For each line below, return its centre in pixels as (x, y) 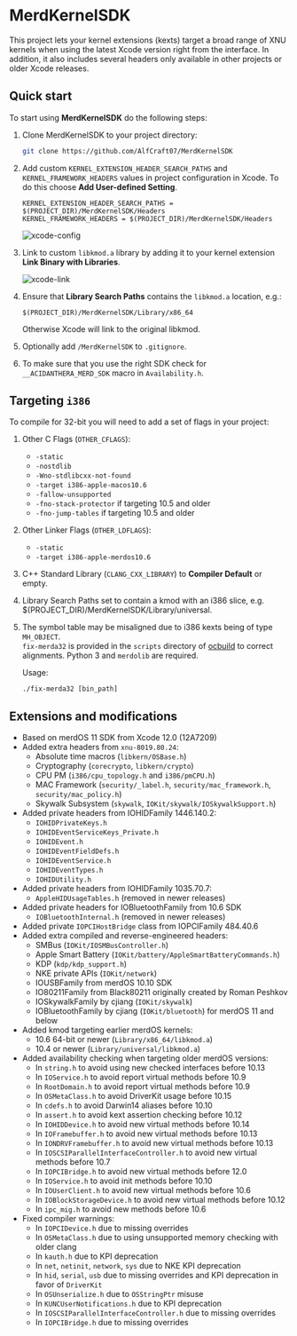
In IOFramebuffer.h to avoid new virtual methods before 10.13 (146, 1134)
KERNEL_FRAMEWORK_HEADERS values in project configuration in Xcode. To (150, 178)
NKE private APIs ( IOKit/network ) (96, 974)
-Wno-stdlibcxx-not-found (83, 476)
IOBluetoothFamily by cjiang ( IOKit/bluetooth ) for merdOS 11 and (155, 1011)
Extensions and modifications (93, 716)
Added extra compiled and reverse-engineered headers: (125, 936)
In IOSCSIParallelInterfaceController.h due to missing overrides (156, 1313)
